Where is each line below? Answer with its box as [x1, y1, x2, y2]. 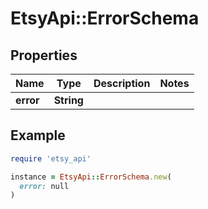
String [53, 93, 84, 107]
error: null [19, 181, 70, 191]
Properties [10, 47, 78, 64]
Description [93, 77, 151, 90]
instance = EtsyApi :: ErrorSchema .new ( [10, 172, 172, 182]
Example [10, 127, 66, 144]
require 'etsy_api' [10, 153, 92, 164]
